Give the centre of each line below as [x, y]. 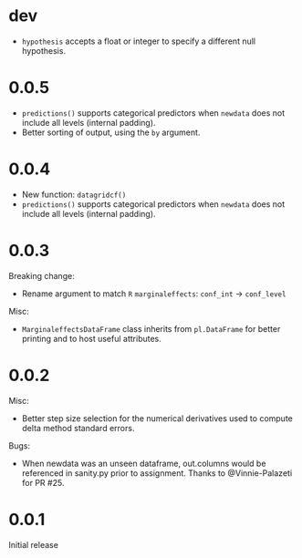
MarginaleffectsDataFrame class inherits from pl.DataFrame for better [151, 328]
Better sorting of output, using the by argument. [111, 132]
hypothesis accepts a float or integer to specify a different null [139, 41]
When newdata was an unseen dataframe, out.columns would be [144, 463]
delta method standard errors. [78, 428]
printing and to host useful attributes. [91, 338]
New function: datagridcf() [74, 194]
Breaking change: [42, 275]
